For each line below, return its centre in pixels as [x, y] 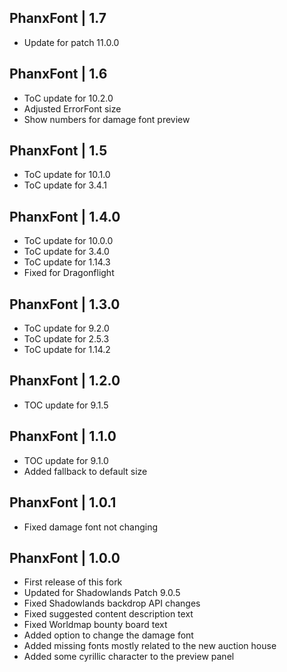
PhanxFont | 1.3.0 [65, 304]
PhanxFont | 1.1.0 [63, 436]
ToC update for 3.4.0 [66, 252]
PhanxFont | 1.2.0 [65, 381]
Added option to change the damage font [108, 635]
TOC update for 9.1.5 [66, 405]
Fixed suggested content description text [108, 614]
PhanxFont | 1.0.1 [63, 502]
